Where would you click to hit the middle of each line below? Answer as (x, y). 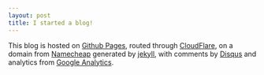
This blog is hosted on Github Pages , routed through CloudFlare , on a (121, 45)
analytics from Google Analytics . (61, 62)
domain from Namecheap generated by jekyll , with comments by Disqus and (132, 54)
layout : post (30, 15)
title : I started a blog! (50, 23)
